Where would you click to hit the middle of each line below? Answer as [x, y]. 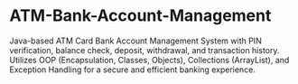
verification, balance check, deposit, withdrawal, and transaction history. [144, 50]
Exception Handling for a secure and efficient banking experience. [132, 70]
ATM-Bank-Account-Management [140, 16]
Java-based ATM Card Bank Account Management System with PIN [135, 41]
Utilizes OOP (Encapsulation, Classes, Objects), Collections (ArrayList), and [149, 60]
